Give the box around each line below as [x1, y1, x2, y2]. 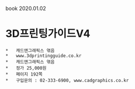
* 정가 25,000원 [5, 65, 47, 71]
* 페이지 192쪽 [5, 71, 43, 77]
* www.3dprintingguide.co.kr [5, 52, 82, 59]
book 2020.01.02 [5, 5, 46, 12]
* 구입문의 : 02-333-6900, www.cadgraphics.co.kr [5, 77, 129, 83]
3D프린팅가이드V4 [5, 27, 91, 40]
